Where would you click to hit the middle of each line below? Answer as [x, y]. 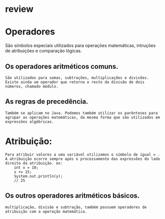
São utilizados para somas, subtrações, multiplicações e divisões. [77, 78]
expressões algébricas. [30, 122]
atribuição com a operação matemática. [46, 212]
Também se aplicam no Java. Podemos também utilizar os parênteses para [82, 113]
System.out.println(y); [39, 176]
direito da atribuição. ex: [34, 163]
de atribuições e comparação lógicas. [44, 51]
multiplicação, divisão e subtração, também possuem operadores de [76, 207]
